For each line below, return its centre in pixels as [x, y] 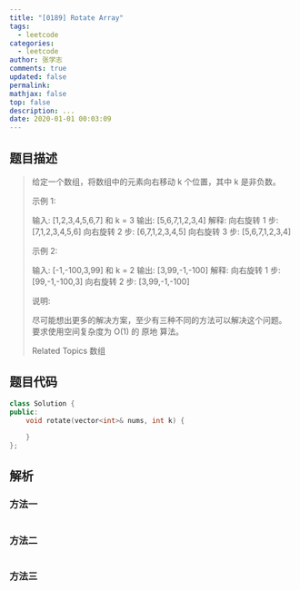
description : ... [42, 111]
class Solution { [42, 403]
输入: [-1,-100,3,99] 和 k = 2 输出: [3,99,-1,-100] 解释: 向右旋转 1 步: [156, 270]
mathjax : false [38, 93]
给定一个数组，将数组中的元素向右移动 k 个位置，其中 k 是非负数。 [156, 182]
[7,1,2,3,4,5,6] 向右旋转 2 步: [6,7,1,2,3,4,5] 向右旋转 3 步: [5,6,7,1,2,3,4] [161, 231]
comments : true [38, 69]
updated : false [38, 77]
